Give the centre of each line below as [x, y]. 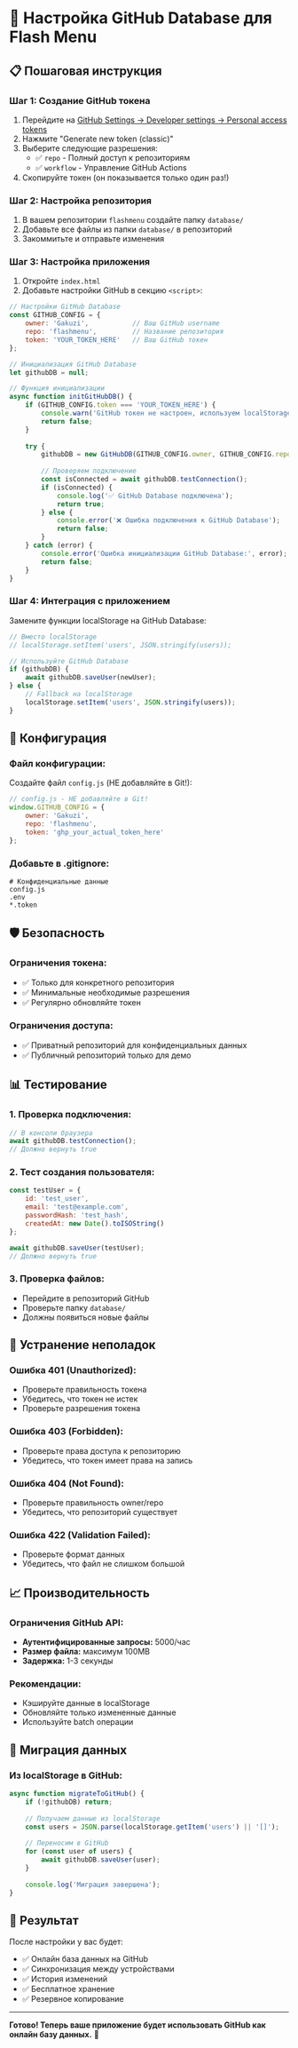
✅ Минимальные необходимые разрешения [106, 992]
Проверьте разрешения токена [81, 1409]
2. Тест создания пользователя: [82, 1172]
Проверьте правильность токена [84, 1390]
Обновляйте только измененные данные [99, 1712]
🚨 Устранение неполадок [82, 1345]
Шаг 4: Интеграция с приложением [90, 601]
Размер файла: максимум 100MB [86, 1652]
